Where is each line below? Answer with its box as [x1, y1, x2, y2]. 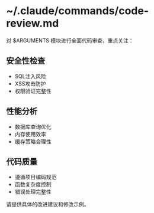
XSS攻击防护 [14, 80, 46, 87]
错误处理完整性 [14, 188, 52, 195]
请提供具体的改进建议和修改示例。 [6, 201, 89, 208]
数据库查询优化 [14, 123, 52, 130]
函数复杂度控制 [14, 181, 52, 188]
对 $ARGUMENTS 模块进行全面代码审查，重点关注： [6, 37, 134, 44]
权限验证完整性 [14, 87, 52, 94]
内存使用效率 [14, 130, 46, 137]
